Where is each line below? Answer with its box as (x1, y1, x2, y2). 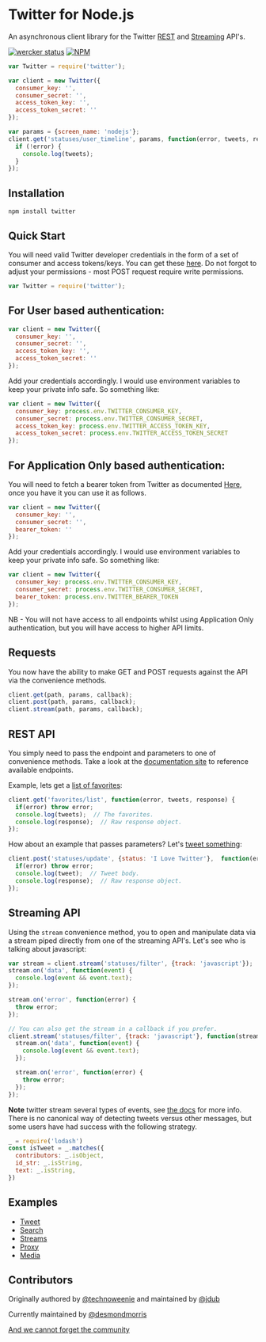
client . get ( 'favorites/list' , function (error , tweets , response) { (8, 796, 236, 804)
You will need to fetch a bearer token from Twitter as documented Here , (8, 479, 242, 489)
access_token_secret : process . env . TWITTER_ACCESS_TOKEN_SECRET (15, 429, 228, 437)
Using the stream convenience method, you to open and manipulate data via (8, 927, 256, 937)
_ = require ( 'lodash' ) (8, 1137, 83, 1145)
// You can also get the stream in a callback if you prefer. (8, 1025, 218, 1032)
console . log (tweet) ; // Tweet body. (15, 869, 140, 878)
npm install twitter (8, 207, 77, 215)
